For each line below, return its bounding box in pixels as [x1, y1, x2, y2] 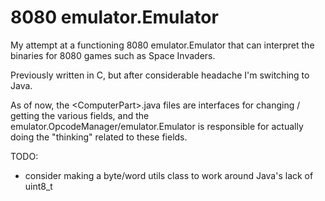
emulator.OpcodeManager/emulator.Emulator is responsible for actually [10, 120, 304, 132]
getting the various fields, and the [10, 109, 150, 121]
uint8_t [24, 180, 53, 192]
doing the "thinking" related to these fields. [10, 131, 188, 143]
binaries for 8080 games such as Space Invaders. [10, 49, 216, 61]
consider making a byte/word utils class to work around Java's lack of [24, 169, 314, 181]
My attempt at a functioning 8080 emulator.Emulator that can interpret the [10, 39, 315, 51]
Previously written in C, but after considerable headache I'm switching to [10, 69, 310, 81]
